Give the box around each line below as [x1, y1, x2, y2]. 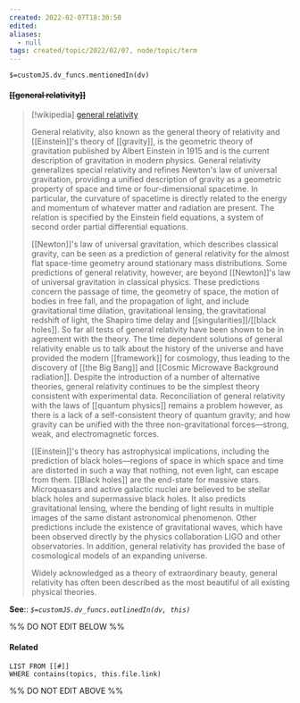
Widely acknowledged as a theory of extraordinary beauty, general [30, 568, 279, 579]
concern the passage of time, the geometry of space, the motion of [30, 287, 279, 297]
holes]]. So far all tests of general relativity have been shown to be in [30, 324, 285, 335]
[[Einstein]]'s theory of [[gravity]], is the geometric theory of [30, 136, 254, 147]
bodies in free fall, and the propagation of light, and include [30, 296, 250, 306]
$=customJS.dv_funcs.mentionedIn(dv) [9, 71, 150, 80]
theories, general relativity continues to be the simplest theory [30, 381, 261, 392]
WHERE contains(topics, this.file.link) [9, 669, 162, 679]
